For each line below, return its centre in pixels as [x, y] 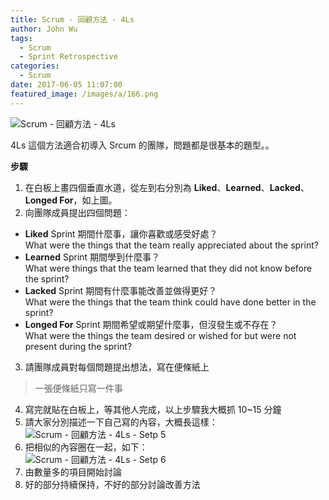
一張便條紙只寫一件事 [78, 388]
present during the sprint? [78, 346]
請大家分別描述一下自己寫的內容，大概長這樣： [121, 422]
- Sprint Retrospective [68, 57]
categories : [35, 66]
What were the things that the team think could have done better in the [170, 302]
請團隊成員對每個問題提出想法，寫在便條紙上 [117, 367]
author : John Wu [44, 29]
